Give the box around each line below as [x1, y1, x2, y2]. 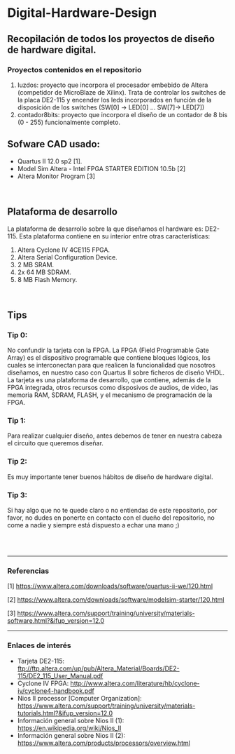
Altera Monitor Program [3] [17, 172, 96, 180]
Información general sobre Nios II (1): [17, 716, 124, 725]
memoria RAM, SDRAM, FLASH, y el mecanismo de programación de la [7, 391, 213, 399]
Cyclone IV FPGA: [17, 679, 69, 687]
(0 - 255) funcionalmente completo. [17, 118, 121, 126]
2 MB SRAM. [17, 260, 55, 269]
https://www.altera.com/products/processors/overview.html [17, 739, 190, 747]
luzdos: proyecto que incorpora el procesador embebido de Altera [17, 81, 208, 89]
